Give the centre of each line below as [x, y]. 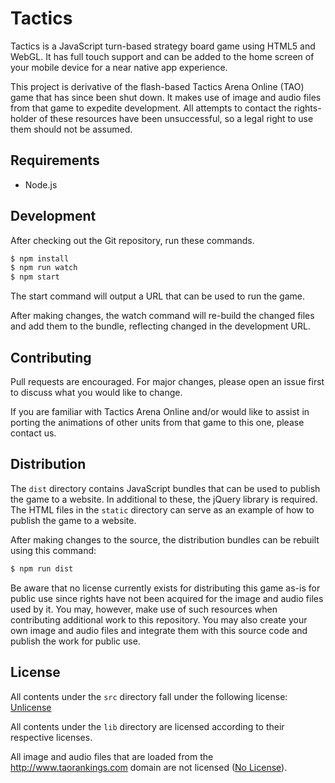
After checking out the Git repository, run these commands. [132, 240]
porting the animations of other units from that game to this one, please [157, 422]
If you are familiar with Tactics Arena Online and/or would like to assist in [160, 411]
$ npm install [40, 258]
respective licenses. [51, 737]
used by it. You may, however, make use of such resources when [144, 609]
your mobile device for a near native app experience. [119, 67]
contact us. [33, 433]
